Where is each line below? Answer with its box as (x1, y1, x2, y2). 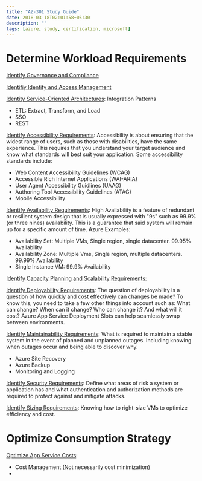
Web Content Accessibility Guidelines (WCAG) (14, 169, 131, 176)
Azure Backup (14, 361, 51, 369)
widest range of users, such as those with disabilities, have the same (6, 138, 177, 145)
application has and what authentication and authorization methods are (6, 386, 183, 393)
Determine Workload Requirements (6, 52, 187, 65)
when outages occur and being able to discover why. (6, 343, 138, 351)
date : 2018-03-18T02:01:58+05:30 (6, 15, 90, 21)
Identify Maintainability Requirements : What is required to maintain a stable (6, 330, 193, 338)
